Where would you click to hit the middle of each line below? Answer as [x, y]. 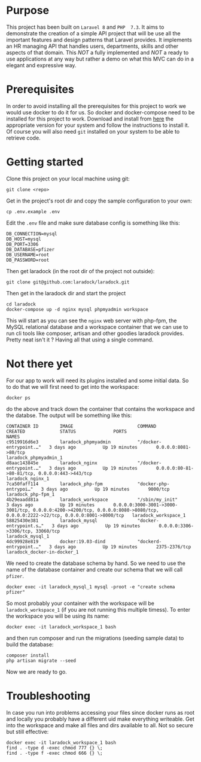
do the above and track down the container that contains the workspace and [100, 409]
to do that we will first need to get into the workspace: [73, 386]
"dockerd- [150, 542]
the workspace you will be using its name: [58, 616]
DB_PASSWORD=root [28, 260]
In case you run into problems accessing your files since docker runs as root [100, 712]
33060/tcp [48, 531]
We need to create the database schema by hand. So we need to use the [96, 563]
